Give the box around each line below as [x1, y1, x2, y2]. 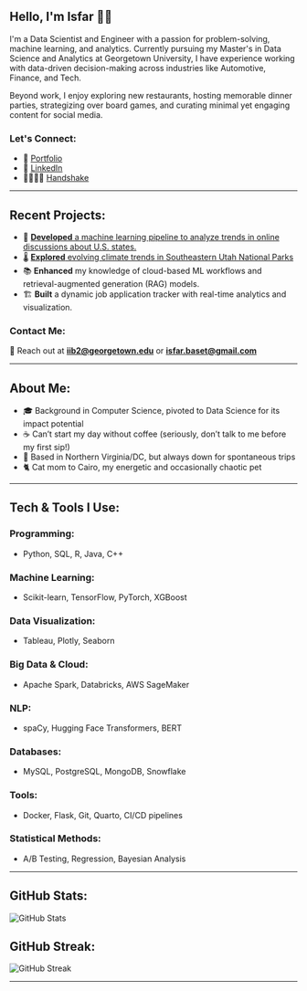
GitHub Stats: [9, 888, 89, 904]
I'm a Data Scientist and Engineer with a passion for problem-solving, [9, 33, 270, 44]
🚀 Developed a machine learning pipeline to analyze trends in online [22, 231, 281, 242]
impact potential [22, 418, 84, 429]
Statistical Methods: [9, 832, 102, 845]
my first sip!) [22, 442, 70, 453]
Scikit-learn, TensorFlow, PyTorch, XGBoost [22, 592, 187, 603]
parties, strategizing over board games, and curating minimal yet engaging [9, 100, 291, 111]
